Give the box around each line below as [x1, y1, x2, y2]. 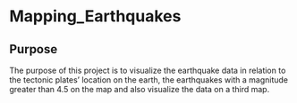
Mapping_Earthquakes [9, 6, 182, 27]
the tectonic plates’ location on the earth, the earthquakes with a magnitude [9, 75, 289, 85]
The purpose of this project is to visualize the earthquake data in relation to [9, 65, 286, 75]
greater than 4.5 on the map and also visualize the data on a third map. [9, 84, 270, 94]
